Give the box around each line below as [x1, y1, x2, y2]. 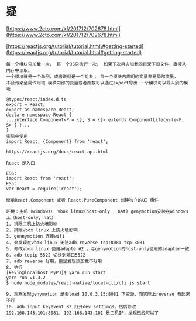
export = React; [6, 101, 46, 107]
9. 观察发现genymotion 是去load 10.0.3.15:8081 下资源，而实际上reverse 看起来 [6, 291, 190, 297]
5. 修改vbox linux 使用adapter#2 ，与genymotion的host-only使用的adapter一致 [6, 245, 190, 252]
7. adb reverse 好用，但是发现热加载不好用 [6, 258, 102, 264]
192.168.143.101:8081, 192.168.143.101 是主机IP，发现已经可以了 [6, 310, 159, 316]
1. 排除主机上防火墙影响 [6, 221, 58, 227]
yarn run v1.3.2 [6, 275, 46, 281]
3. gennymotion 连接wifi [6, 233, 65, 239]
